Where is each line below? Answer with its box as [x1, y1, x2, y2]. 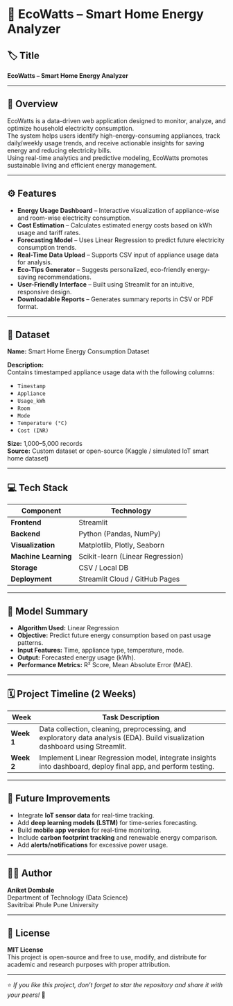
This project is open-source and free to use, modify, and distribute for [7, 953, 207, 961]
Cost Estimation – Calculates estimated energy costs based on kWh [17, 221, 213, 229]
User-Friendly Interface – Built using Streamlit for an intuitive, [17, 280, 195, 288]
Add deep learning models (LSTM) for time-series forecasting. [17, 818, 198, 827]
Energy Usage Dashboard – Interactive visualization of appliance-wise [17, 206, 220, 214]
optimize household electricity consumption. [7, 124, 135, 132]
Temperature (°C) [17, 420, 68, 427]
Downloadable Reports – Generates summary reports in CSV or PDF [17, 295, 214, 303]
